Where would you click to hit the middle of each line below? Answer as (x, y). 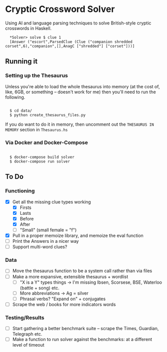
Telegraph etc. (27, 334)
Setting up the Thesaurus (37, 76)
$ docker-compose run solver (40, 161)
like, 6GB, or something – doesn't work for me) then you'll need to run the (81, 92)
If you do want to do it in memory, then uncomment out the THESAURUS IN (80, 124)
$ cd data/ (21, 111)
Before (27, 218)
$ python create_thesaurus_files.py (48, 115)
